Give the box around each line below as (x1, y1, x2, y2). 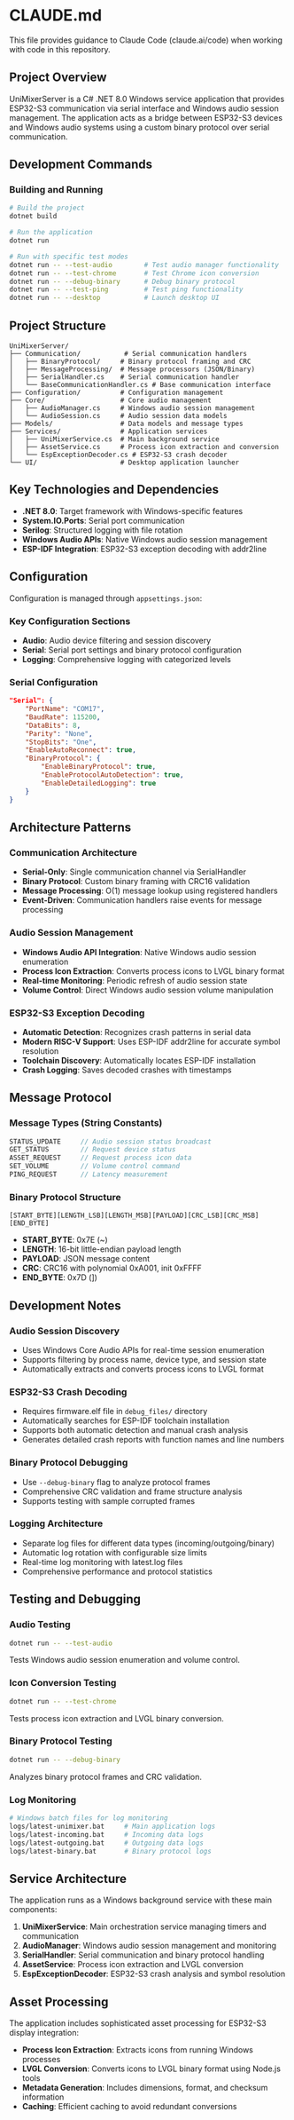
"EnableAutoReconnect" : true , (25, 746, 137, 755)
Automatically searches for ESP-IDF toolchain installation (21, 1415, 230, 1426)
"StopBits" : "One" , (25, 738, 97, 747)
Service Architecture (9, 1871, 127, 1887)
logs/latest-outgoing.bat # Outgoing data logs (9, 1839, 204, 1847)
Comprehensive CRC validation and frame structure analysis (21, 1486, 243, 1497)
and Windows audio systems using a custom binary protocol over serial (9, 122, 270, 132)
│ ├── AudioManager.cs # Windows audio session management (9, 404, 255, 413)
